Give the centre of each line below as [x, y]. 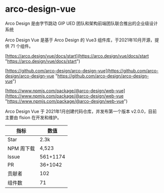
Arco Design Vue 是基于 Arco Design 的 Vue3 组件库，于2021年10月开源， [80, 40]
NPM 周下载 [21, 148]
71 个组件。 [22, 46]
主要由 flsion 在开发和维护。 [33, 117]
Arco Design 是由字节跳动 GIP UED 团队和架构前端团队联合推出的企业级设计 [82, 23]
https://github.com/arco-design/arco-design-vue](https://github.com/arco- [82, 70]
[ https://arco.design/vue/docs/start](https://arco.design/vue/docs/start [77, 56]
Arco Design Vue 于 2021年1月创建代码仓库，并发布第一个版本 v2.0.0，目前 [81, 111]
